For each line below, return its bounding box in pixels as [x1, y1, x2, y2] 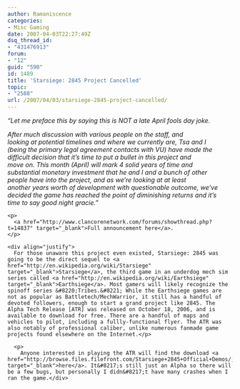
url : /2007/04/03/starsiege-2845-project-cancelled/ [7, 97, 168, 104]
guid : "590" [7, 64, 43, 71]
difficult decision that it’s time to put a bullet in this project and [7, 153, 191, 161]
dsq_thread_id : [7, 37, 53, 44]
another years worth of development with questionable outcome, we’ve [7, 183, 219, 191]
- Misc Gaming [7, 24, 50, 31]
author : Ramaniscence [7, 10, 72, 18]
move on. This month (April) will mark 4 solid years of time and [7, 161, 193, 168]
